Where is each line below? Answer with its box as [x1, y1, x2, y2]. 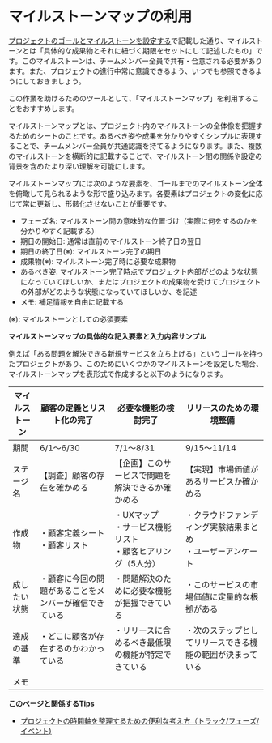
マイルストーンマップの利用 [8, 7, 193, 26]
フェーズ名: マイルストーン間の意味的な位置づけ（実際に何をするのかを [19, 216, 258, 225]
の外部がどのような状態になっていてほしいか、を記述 [19, 287, 198, 297]
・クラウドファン [185, 509, 251, 520]
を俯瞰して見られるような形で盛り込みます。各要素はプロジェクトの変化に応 [8, 188, 263, 199]
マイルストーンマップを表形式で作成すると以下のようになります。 [8, 369, 227, 378]
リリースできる [193, 637, 250, 648]
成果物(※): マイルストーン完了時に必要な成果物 [19, 256, 176, 266]
